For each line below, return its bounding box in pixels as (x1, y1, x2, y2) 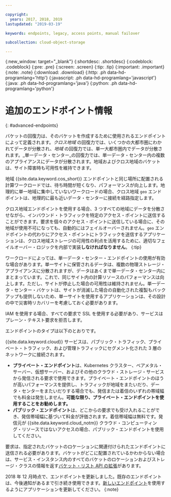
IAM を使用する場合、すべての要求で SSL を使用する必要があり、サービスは (5, 310, 163, 317)
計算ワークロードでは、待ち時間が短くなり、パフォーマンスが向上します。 (5, 182, 161, 188)
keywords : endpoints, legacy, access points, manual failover (5, 31, 140, 36)
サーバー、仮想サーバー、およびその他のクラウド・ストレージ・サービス (12, 369, 164, 375)
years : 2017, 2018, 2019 (10, 16, 63, 22)
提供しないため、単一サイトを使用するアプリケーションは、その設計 (22, 293, 166, 300)
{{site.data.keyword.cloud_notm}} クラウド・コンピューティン (27, 420, 157, 426)
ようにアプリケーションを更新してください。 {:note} (9, 486, 119, 492)
